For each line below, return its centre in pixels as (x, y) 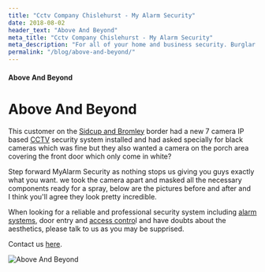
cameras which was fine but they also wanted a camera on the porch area (129, 147)
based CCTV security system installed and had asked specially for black (125, 140)
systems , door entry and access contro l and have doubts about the (117, 220)
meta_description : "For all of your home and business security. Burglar (132, 45)
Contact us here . (35, 244)
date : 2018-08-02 (37, 23)
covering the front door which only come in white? (90, 156)
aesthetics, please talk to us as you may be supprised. (96, 229)
